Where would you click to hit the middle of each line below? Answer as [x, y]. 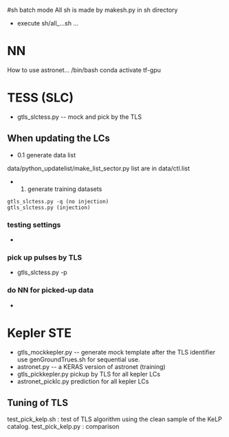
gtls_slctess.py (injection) [49, 208]
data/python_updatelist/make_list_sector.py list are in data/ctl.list [99, 168]
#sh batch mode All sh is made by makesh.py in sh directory [92, 10]
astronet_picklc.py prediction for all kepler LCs [83, 381]
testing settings [34, 225]
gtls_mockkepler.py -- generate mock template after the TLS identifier [116, 352]
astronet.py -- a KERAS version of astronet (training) [91, 366]
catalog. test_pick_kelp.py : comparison [63, 427]
